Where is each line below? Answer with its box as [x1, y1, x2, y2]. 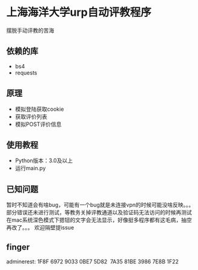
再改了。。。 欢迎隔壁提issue [6, 224, 74, 231]
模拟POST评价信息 [15, 120, 62, 128]
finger [6, 242, 30, 252]
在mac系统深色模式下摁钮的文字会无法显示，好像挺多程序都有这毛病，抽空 [6, 216, 193, 224]
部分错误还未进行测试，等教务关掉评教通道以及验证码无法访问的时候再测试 [6, 209, 192, 216]
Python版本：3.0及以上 [15, 157, 73, 164]
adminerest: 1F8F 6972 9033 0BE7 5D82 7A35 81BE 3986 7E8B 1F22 [6, 258, 179, 265]
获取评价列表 [15, 113, 47, 120]
